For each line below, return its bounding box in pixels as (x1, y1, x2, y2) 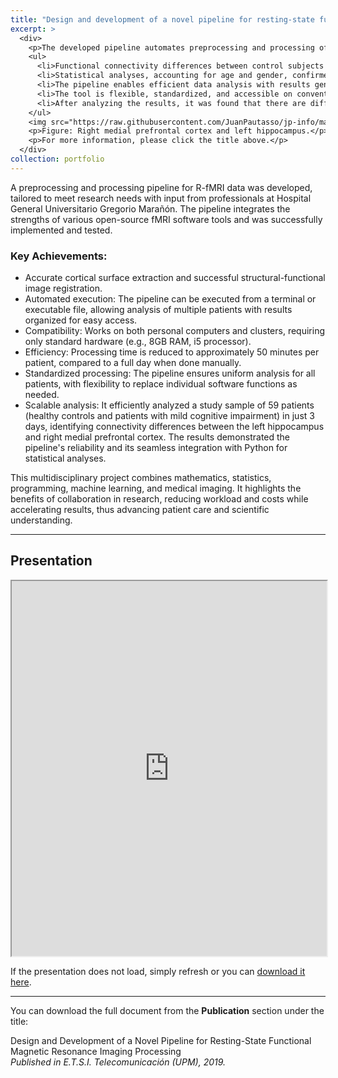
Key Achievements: (10, 249, 108, 263)
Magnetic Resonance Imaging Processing (10, 1045, 182, 1057)
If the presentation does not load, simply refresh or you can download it (10, 965, 306, 977)
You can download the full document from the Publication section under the (10, 1004, 325, 1016)
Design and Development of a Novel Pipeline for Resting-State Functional (10, 1034, 312, 1046)
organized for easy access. (24, 314, 138, 326)
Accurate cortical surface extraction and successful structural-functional (24, 272, 326, 284)
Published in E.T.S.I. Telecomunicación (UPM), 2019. (10, 1056, 227, 1068)
